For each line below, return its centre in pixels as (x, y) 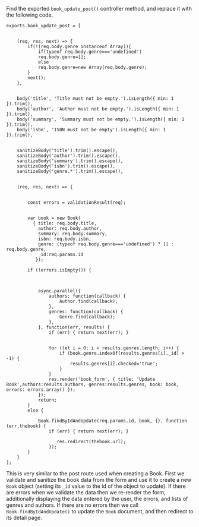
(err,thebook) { (26, 426)
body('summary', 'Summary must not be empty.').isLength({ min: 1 (101, 119)
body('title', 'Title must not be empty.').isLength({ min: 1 (95, 99)
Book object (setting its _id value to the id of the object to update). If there (96, 486)
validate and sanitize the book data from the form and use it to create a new (99, 480)
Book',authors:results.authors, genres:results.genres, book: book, (93, 384)
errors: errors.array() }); (41, 390)
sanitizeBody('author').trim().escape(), (69, 156)
